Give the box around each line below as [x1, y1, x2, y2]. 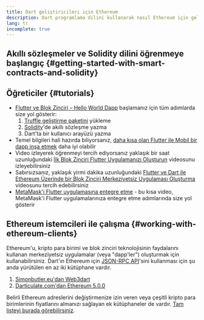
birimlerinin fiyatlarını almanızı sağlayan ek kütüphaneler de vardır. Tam [6, 301, 184, 308]
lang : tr [6, 20, 29, 26]
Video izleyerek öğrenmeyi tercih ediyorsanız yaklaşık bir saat [15, 150, 170, 157]
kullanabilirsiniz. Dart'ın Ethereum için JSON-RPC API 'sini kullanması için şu [6, 257, 195, 265]
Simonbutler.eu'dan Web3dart [15, 276, 90, 283]
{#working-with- [131, 218, 197, 229]
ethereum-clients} [6, 228, 78, 238]
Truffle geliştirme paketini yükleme [24, 117, 111, 125]
